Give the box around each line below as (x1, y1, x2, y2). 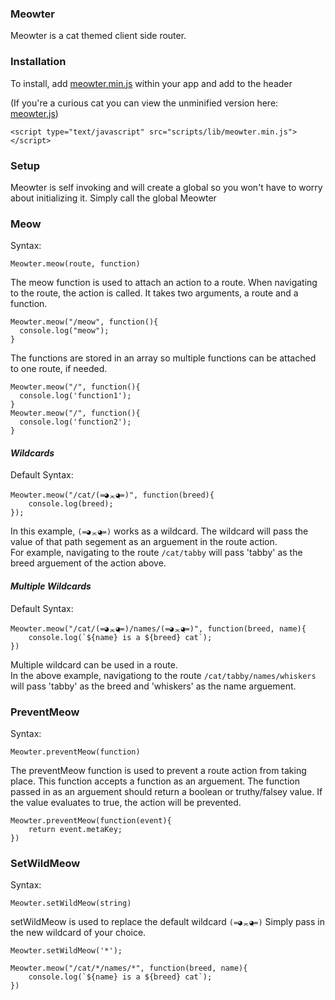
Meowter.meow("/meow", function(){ (10, 317, 159, 327)
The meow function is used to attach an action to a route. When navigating (10, 277, 318, 289)
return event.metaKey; (28, 824, 123, 834)
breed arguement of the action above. (10, 557, 167, 569)
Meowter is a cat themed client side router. (10, 30, 187, 42)
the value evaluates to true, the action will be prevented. (10, 796, 242, 808)
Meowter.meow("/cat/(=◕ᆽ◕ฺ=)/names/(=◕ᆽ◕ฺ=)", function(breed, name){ (10, 623, 307, 634)
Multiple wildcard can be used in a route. (10, 658, 178, 671)
